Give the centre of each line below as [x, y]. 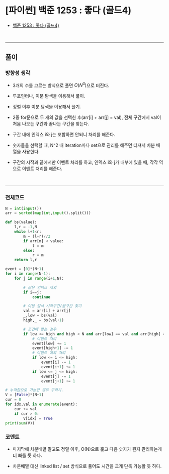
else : [29, 250]
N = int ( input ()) [23, 208]
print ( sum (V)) [20, 423]
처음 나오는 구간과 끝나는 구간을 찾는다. [51, 124]
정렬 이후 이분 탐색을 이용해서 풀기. [47, 107]
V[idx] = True [38, 418]
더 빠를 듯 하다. [27, 455]
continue [41, 297]
